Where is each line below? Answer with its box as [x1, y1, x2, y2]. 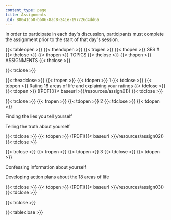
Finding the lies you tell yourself [5, 113, 72, 119]
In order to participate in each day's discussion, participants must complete [5, 31, 164, 37]
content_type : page [5, 7, 47, 13]
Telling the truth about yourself [5, 124, 70, 130]
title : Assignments [5, 12, 47, 17]
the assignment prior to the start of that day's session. [5, 36, 119, 43]
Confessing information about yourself [5, 164, 87, 170]
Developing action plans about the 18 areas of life [5, 174, 109, 180]
